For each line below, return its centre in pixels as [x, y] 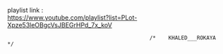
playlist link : [25, 10]
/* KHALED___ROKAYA [183, 38]
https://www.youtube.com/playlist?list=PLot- [72, 18]
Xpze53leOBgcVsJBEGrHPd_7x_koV [60, 25]
